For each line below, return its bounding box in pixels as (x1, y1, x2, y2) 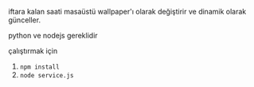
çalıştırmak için (8, 46, 58, 55)
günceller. (8, 15, 41, 25)
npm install (19, 63, 60, 71)
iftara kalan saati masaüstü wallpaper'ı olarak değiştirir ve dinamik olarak (8, 7, 247, 16)
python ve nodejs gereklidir (8, 31, 98, 40)
